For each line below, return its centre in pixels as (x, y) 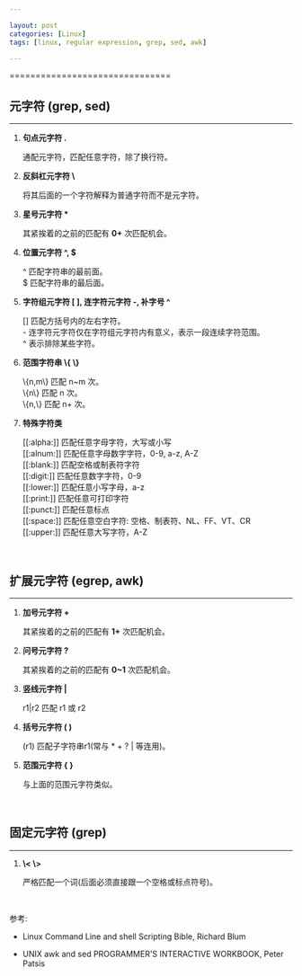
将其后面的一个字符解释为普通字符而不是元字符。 (113, 195)
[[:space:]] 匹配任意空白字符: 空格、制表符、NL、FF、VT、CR (137, 521)
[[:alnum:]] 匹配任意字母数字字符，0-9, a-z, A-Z (111, 454)
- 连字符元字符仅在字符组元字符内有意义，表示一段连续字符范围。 (143, 333)
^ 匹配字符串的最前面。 (65, 271)
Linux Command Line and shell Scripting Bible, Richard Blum (134, 936)
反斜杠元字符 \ (49, 176)
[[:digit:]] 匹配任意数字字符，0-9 (82, 476)
